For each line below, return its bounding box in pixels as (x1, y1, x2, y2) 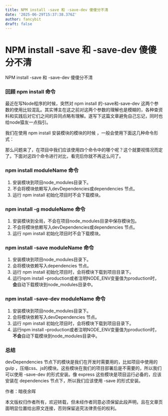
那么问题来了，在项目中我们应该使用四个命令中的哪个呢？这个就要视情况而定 (5, 147, 163, 153)
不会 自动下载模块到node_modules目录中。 (12, 333, 100, 339)
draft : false (5, 21, 32, 27)
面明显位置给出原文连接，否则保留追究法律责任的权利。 (5, 405, 119, 411)
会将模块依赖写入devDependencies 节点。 (12, 314, 100, 320)
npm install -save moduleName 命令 (5, 244, 94, 251)
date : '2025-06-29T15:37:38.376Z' (5, 12, 77, 17)
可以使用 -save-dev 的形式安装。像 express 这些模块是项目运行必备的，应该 (5, 371, 161, 377)
